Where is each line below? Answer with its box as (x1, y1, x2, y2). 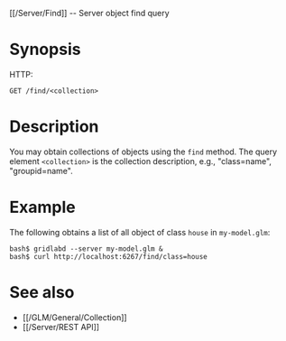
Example (9, 198, 76, 217)
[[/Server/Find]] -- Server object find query (9, 8, 170, 18)
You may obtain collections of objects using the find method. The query (9, 146, 278, 157)
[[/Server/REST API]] (22, 321, 100, 332)
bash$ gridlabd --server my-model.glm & (9, 244, 164, 253)
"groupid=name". (9, 165, 74, 176)
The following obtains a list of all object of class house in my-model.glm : (9, 226, 271, 237)
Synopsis (9, 40, 81, 60)
